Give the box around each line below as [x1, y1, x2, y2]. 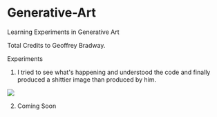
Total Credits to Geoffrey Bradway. [7, 41, 106, 49]
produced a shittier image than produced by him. [17, 75, 157, 84]
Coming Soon [17, 102, 57, 110]
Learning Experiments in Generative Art [7, 28, 120, 36]
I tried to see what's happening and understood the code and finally [17, 68, 211, 76]
